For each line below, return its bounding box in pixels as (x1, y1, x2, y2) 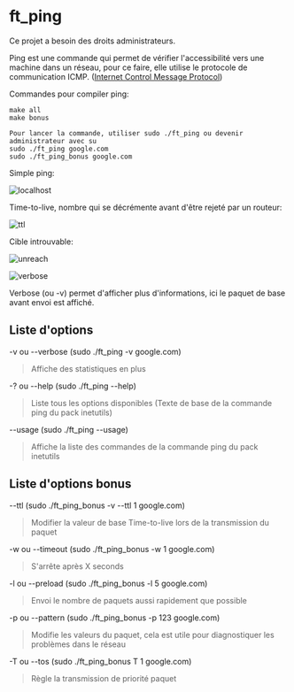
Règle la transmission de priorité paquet (30, 673, 177, 683)
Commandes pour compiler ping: (9, 88, 130, 99)
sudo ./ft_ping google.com (9, 144, 109, 153)
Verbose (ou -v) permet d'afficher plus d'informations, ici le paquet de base (9, 288, 286, 298)
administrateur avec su (9, 136, 97, 145)
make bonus (9, 113, 50, 122)
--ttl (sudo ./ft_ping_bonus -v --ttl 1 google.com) (9, 500, 186, 511)
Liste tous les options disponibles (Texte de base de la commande (30, 397, 273, 408)
